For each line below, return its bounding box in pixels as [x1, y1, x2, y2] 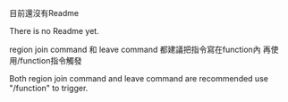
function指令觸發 [20, 55, 82, 65]
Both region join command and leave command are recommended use [9, 73, 268, 83]
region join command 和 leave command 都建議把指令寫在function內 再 [9, 44, 271, 55]
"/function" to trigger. [9, 83, 89, 93]
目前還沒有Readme [9, 8, 79, 18]
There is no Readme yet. [9, 26, 100, 36]
